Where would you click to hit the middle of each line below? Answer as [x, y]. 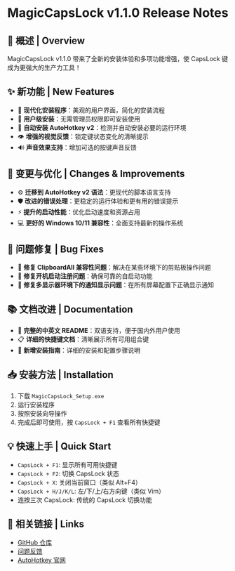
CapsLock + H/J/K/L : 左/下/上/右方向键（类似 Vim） [91, 491]
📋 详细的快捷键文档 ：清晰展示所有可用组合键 [83, 339]
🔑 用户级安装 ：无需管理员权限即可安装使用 [79, 119]
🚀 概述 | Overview [46, 40]
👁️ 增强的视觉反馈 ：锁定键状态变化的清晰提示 [83, 136]
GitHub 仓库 [35, 542]
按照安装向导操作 [42, 414]
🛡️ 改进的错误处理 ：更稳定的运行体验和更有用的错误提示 [98, 201]
